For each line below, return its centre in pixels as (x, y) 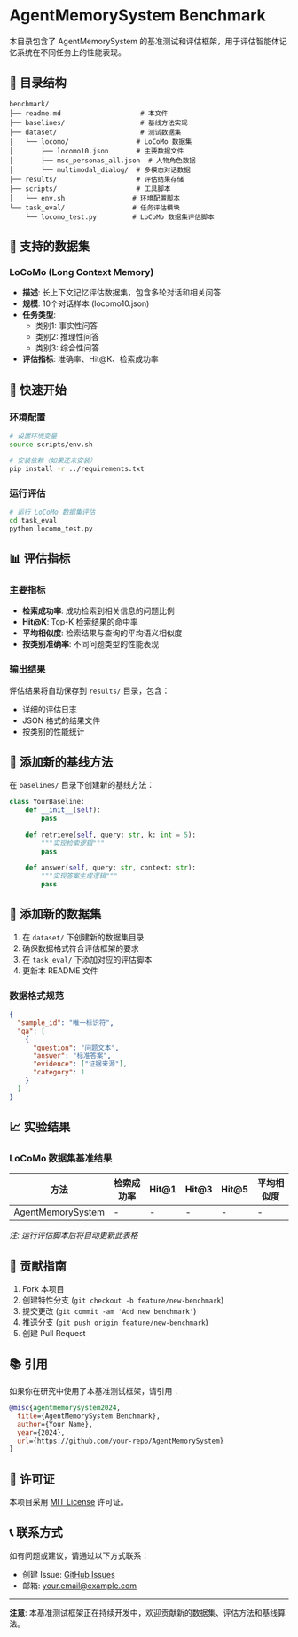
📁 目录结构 (38, 83)
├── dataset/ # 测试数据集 (95, 132)
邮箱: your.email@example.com (79, 1586)
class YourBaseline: (47, 802)
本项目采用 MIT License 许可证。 (69, 1502)
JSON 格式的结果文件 (61, 720)
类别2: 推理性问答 (67, 337)
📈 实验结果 (40, 1127)
